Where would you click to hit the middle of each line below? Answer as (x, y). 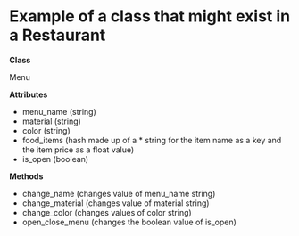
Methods (26, 176)
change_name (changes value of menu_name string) (119, 193)
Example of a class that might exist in (150, 16)
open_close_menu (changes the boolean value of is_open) (129, 222)
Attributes (29, 94)
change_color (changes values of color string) (107, 212)
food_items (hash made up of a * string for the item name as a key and (152, 140)
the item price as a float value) (78, 150)
